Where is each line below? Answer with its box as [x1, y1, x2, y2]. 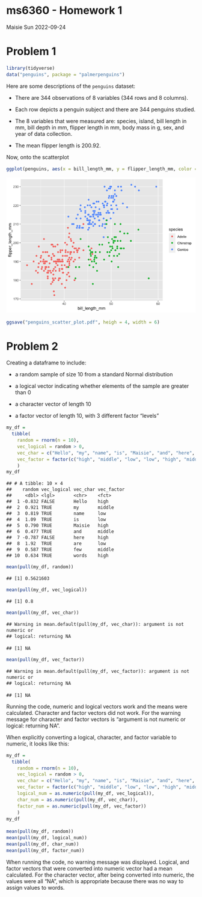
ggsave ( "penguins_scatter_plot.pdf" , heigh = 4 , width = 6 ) [6, 319, 161, 325]
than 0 [14, 389, 31, 396]
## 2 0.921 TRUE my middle [6, 504, 114, 511]
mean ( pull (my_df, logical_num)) [6, 835, 87, 841]
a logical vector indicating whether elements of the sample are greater [14, 382, 189, 390]
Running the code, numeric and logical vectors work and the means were [6, 703, 188, 710]
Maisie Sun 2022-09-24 [6, 23, 66, 31]
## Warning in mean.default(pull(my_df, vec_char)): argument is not [6, 621, 185, 627]
